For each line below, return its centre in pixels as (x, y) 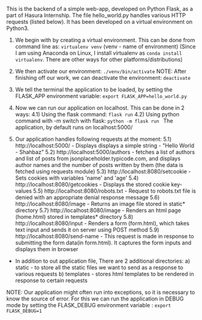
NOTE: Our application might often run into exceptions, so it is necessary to (101, 292)
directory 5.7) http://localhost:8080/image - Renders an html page (98, 210)
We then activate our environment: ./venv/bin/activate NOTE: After (101, 71)
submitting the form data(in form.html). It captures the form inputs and (103, 243)
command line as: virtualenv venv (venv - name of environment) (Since (105, 46)
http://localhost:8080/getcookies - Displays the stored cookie (92, 184)
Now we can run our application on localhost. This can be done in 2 (100, 108)
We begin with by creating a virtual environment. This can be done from (105, 40)
